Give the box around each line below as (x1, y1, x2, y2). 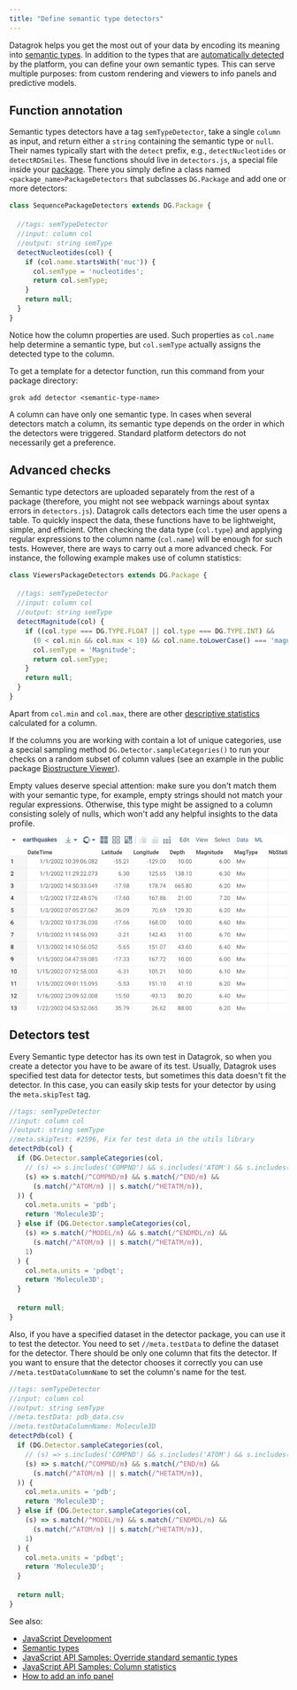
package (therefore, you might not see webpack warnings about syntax (9, 496, 270, 506)
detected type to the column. (9, 348, 115, 359)
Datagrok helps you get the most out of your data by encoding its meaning (9, 40, 280, 51)
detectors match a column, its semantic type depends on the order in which (9, 418, 285, 429)
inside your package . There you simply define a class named (9, 164, 231, 175)
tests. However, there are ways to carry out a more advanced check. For (9, 543, 272, 553)
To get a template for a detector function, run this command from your (9, 365, 265, 376)
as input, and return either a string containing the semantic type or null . (9, 136, 274, 146)
